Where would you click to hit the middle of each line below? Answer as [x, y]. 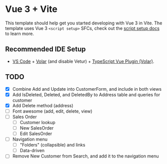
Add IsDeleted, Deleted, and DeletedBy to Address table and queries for [86, 94]
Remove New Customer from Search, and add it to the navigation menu [85, 156]
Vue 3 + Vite [31, 9]
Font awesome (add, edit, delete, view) [52, 111]
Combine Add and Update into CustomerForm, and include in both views [87, 89]
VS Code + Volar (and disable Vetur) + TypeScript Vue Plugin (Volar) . [83, 61]
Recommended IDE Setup [46, 49]
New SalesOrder [37, 128]
